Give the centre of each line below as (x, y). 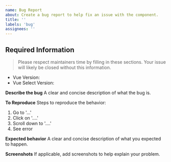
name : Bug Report (24, 10)
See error (23, 129)
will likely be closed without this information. (64, 67)
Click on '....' (26, 118)
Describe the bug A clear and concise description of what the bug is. (78, 92)
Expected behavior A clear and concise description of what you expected (83, 138)
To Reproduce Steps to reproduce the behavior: (56, 102)
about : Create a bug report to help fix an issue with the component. (82, 15)
